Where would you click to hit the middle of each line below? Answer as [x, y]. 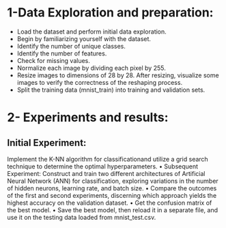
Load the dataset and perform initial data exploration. [92, 31]
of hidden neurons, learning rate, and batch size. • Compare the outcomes [112, 188]
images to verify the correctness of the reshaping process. [100, 82]
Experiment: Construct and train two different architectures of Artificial [106, 173]
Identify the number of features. [62, 53]
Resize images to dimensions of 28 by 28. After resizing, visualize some [118, 75]
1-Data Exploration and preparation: [110, 13]
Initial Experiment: [47, 143]
